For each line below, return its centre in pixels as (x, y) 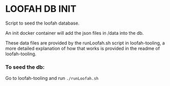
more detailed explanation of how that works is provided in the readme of (83, 48)
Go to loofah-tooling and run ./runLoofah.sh (52, 78)
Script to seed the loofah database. (42, 23)
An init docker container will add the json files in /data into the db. (75, 33)
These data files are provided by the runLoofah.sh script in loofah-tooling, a (85, 43)
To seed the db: (25, 67)
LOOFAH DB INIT (41, 9)
